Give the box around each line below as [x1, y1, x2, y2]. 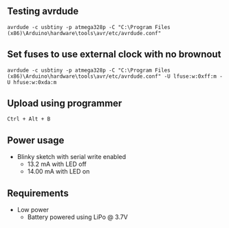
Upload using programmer [7, 98, 122, 110]
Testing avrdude [7, 6, 79, 17]
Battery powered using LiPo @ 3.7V [27, 213, 129, 221]
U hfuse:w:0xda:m [7, 79, 57, 85]
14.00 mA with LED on [27, 167, 90, 176]
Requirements [7, 187, 69, 199]
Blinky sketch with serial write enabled [17, 153, 127, 161]
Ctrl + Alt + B [7, 116, 51, 123]
